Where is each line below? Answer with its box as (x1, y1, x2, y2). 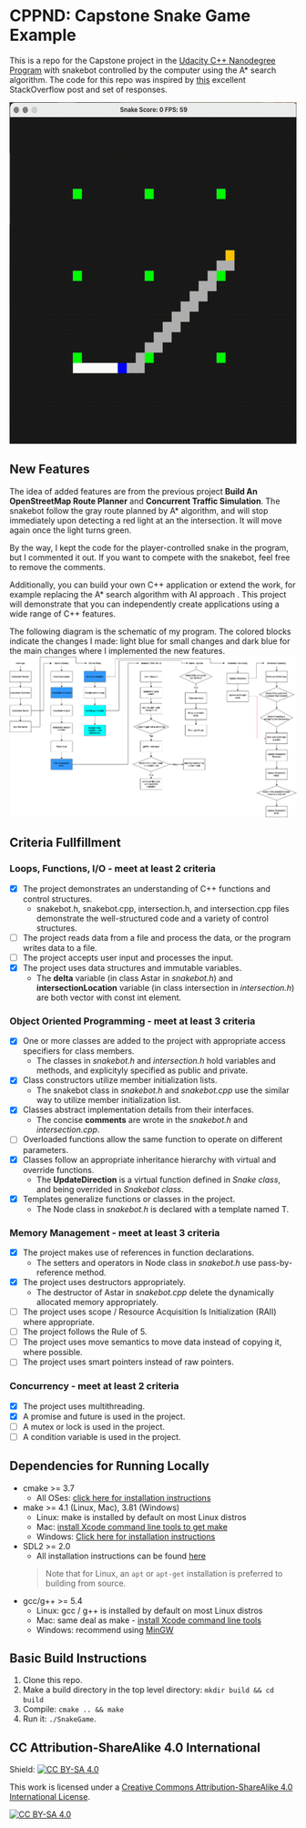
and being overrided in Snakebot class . (36, 1183, 184, 1194)
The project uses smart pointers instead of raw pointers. (22, 1356, 234, 1367)
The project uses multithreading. (22, 1400, 146, 1412)
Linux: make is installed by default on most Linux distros (36, 1511, 247, 1522)
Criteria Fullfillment (9, 835, 121, 851)
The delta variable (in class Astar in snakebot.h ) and (36, 972, 234, 984)
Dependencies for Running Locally (9, 1458, 209, 1474)
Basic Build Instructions (9, 1650, 148, 1667)
